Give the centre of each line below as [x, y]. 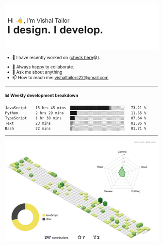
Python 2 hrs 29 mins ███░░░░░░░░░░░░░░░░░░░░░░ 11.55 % [76, 113]
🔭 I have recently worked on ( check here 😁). [56, 58]
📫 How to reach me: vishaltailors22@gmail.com [60, 78]
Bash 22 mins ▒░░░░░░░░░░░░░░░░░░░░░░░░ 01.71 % [76, 128]
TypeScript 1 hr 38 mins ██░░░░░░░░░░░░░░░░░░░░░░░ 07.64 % [76, 118]
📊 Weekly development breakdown [42, 95]
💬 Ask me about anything [37, 72]
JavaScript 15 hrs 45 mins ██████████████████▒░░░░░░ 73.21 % [76, 108]
